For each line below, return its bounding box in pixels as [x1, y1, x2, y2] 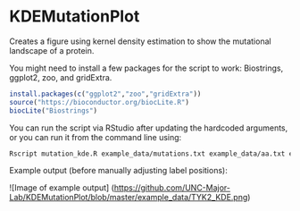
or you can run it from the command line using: [9, 131, 182, 142]
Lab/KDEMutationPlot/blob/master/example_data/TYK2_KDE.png [9, 192, 248, 203]
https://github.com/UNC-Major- [113, 182, 230, 193]
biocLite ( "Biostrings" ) [9, 105, 98, 115]
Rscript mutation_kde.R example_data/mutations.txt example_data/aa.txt [9, 149, 286, 158]
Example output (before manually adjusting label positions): [9, 165, 228, 176]
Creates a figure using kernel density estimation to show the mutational [9, 36, 271, 46]
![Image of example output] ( [9, 182, 114, 193]
